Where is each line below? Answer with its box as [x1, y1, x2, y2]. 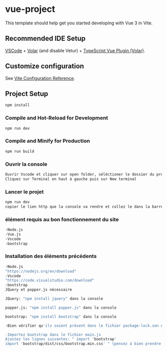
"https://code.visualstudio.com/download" [5, 278, 94, 283]
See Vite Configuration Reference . [5, 75, 76, 81]
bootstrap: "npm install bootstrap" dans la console [5, 314, 117, 319]
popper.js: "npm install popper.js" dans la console [5, 305, 117, 310]
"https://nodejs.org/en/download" [5, 268, 77, 274]
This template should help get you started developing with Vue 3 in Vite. [5, 20, 153, 26]
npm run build [5, 149, 35, 154]
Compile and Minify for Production [5, 138, 90, 145]
